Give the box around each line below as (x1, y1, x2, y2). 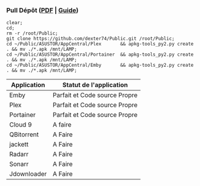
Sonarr (9, 160, 29, 168)
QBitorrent (9, 130, 39, 139)
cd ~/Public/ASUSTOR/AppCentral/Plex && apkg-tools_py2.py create (6, 41, 194, 47)
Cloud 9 (9, 121, 32, 129)
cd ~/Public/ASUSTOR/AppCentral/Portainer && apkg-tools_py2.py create (6, 51, 194, 58)
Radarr (9, 150, 29, 159)
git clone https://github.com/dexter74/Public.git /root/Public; (6, 36, 175, 42)
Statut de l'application (62, 81, 128, 89)
